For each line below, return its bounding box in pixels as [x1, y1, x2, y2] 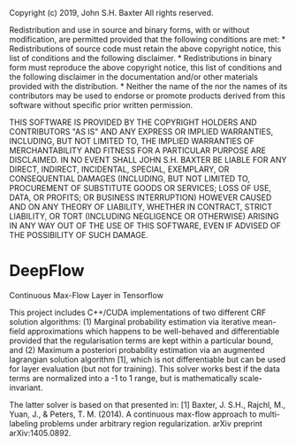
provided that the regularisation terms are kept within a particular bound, [9, 335, 274, 346]
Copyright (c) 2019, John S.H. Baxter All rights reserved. [9, 8, 214, 18]
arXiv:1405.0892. [9, 427, 72, 438]
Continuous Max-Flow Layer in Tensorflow [9, 289, 163, 300]
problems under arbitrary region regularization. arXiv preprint [39, 418, 263, 428]
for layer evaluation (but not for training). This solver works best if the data [9, 363, 281, 374]
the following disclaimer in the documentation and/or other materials [9, 72, 259, 82]
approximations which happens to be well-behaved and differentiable [27, 326, 280, 336]
